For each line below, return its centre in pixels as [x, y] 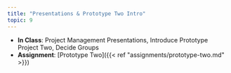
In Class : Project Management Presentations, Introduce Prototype [113, 40]
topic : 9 [20, 20]
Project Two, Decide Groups [58, 47]
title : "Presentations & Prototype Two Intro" [77, 14]
